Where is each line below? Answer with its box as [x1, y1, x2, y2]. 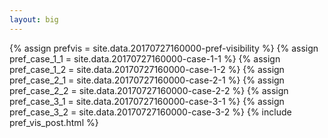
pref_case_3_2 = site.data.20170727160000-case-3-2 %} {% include [9, 106, 292, 118]
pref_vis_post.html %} [9, 116, 99, 128]
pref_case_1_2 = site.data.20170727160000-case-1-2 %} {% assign [9, 63, 285, 75]
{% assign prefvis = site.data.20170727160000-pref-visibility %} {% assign [9, 42, 319, 54]
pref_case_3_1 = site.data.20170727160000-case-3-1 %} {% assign [9, 95, 285, 107]
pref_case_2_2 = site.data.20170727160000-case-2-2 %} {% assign [9, 84, 289, 96]
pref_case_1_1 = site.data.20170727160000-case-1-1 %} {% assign [9, 52, 281, 65]
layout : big [9, 14, 59, 25]
